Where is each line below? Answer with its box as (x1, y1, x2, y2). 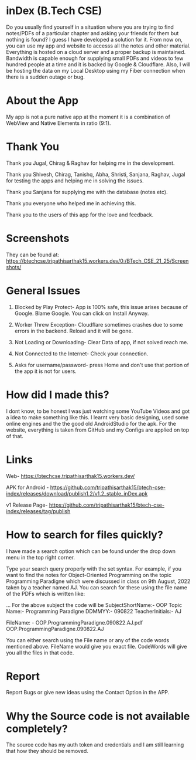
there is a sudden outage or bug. (6, 73, 85, 80)
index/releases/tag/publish (6, 507, 71, 514)
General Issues (6, 284, 81, 297)
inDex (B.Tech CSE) (6, 4, 102, 18)
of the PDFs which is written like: (6, 590, 85, 597)
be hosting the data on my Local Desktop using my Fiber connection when (6, 67, 185, 74)
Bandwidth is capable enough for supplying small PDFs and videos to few (6, 55, 184, 62)
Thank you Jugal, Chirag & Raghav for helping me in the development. (6, 160, 175, 167)
